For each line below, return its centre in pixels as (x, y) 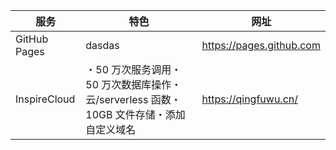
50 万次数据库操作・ (133, 84)
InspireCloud (45, 99)
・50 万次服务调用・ (133, 69)
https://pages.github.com (261, 45)
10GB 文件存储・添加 (135, 114)
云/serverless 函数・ (133, 99)
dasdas (102, 45)
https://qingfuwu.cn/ (249, 99)
